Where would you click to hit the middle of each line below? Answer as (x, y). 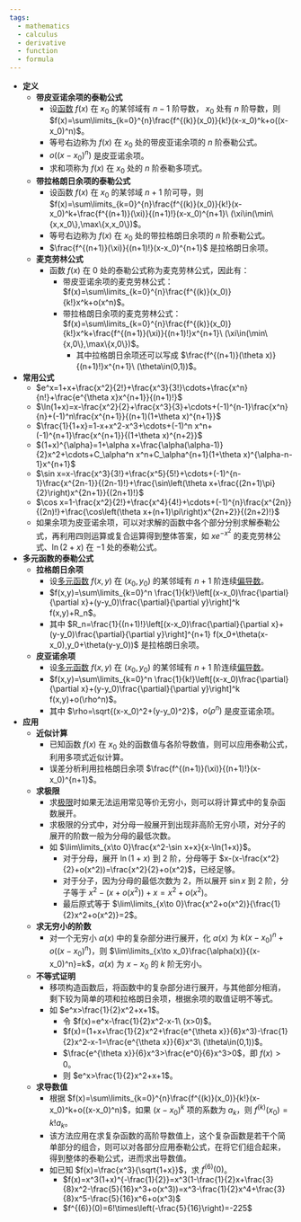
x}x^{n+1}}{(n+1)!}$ (146, 397)
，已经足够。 (216, 870)
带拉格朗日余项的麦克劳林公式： (122, 314)
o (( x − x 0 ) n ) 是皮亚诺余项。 (99, 155)
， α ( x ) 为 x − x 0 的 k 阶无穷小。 (149, 965)
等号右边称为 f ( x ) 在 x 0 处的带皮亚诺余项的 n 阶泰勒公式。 (155, 143)
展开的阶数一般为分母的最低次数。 (112, 836)
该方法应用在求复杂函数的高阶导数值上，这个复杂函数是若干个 (164, 1135)
